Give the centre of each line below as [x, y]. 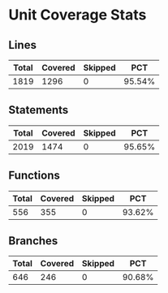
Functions [34, 176]
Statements [39, 110]
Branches [33, 241]
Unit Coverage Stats [78, 15]
